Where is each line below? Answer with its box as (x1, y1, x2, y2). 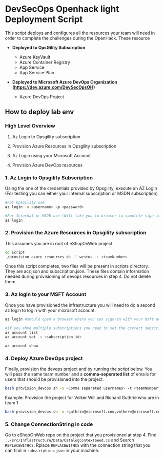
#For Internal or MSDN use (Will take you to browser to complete (5, 213, 143, 218)
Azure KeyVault (19, 54, 51, 60)
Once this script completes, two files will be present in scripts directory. (5, 263, 149, 269)
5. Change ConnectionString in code (5, 421, 93, 428)
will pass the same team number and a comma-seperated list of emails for (5, 371, 156, 377)
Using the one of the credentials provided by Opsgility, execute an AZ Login (5, 185, 157, 191)
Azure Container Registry (19, 59, 71, 65)
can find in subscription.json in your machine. (5, 448, 100, 454)
